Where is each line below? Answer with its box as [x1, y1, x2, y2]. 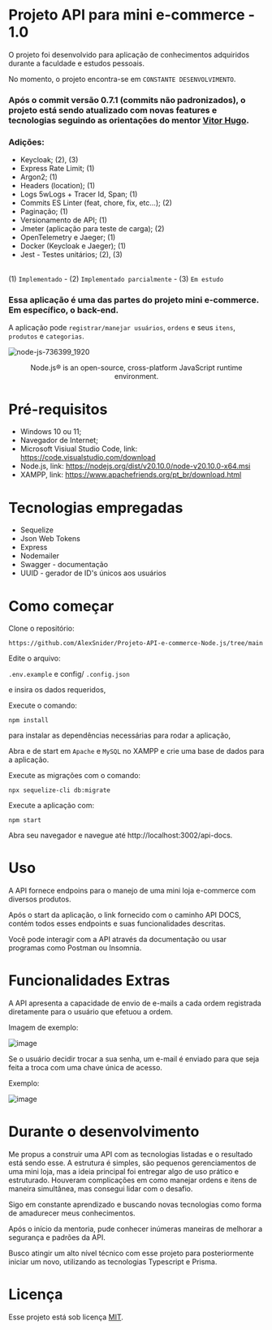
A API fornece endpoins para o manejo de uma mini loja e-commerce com [8, 886, 257, 896]
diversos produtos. [8, 894, 71, 904]
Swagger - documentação [19, 560, 108, 570]
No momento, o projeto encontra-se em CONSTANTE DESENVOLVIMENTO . [8, 74, 236, 84]
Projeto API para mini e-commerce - [8, 6, 256, 24]
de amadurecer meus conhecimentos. [8, 1208, 136, 1218]
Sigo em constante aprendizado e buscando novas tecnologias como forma [8, 1199, 262, 1210]
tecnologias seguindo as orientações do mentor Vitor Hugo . [8, 114, 249, 126]
